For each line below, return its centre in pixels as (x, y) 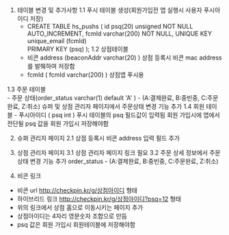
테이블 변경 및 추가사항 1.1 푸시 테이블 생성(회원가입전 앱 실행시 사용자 (110, 10)
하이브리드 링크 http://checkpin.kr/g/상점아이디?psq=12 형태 (99, 199)
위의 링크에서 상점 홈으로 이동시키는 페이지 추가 (80, 207)
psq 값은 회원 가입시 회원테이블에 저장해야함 (76, 224)
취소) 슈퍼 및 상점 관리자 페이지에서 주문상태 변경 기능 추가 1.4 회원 (116, 106)
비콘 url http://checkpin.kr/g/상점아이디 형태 (77, 190)
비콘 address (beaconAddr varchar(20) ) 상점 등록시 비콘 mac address (124, 58)
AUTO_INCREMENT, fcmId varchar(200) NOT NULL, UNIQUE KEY (119, 34)
